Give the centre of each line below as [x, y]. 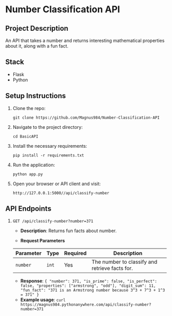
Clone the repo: [29, 108]
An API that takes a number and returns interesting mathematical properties [85, 40]
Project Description [37, 28]
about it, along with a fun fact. [37, 46]
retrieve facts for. [112, 268]
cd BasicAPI [25, 137]
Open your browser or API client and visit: [57, 184]
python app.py [28, 174]
